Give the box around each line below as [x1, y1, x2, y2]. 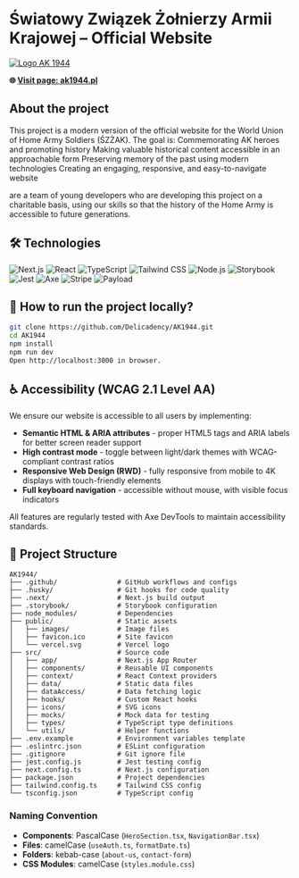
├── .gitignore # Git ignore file [9, 750, 186, 759]
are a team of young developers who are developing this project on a [9, 189, 263, 200]
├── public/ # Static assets [9, 617, 178, 626]
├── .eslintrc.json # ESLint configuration [9, 742, 205, 751]
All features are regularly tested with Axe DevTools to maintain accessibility [9, 511, 286, 522]
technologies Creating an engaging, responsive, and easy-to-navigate [9, 163, 267, 173]
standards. [9, 521, 49, 531]
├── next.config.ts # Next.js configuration [9, 765, 210, 774]
